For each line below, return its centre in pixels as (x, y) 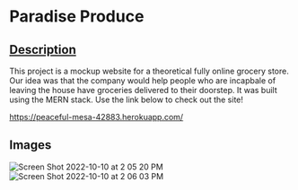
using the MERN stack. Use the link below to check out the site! (127, 99)
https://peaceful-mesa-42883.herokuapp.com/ (96, 117)
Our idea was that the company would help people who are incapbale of (143, 81)
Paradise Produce (77, 17)
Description (43, 50)
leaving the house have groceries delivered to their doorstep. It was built (143, 90)
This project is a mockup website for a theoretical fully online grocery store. (149, 71)
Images (31, 145)
